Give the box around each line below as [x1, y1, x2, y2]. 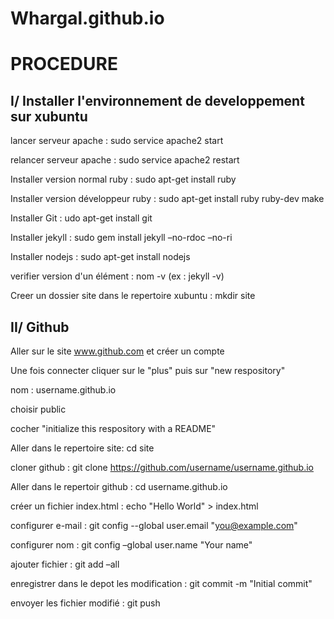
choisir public [10, 403, 67, 415]
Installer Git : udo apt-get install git [10, 212, 153, 224]
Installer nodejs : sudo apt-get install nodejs [10, 251, 191, 263]
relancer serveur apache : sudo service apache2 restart [10, 154, 240, 166]
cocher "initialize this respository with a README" [10, 423, 217, 434]
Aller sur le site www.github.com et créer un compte [10, 345, 225, 357]
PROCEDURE [10, 53, 118, 76]
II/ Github [10, 318, 70, 336]
